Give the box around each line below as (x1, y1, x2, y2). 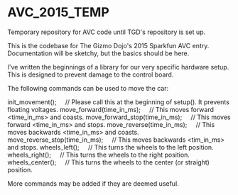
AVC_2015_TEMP (7, 4, 110, 21)
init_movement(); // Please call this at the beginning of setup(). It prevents (7, 97, 229, 106)
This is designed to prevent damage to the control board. (7, 70, 174, 79)
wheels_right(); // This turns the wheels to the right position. (7, 150, 190, 159)
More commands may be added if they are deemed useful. (7, 179, 179, 188)
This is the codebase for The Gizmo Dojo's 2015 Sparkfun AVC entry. (7, 41, 210, 50)
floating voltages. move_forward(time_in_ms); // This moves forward (7, 105, 215, 113)
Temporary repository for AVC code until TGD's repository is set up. (7, 28, 206, 36)
